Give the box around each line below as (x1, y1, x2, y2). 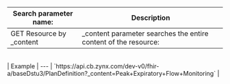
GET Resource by (10, 29, 67, 38)
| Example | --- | (7, 62, 53, 70)
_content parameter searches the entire (81, 29, 209, 38)
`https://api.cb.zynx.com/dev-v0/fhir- (53, 62, 159, 70)
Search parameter (12, 9, 73, 18)
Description (131, 13, 170, 23)
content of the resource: (81, 38, 159, 46)
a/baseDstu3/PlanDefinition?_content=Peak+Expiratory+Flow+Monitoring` (7, 70, 216, 77)
